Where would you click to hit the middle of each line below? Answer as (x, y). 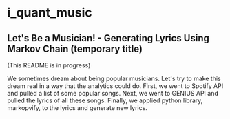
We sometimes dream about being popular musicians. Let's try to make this (114, 78)
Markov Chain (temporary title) (75, 48)
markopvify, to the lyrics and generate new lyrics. (77, 108)
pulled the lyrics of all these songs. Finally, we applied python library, (105, 100)
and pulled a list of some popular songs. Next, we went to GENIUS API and (113, 93)
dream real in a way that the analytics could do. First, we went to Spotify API (115, 86)
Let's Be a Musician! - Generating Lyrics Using (108, 38)
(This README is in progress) (49, 65)
